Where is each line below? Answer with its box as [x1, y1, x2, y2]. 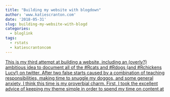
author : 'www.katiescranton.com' [5, 12, 76, 17]
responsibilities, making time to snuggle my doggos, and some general [5, 75, 154, 81]
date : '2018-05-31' [5, 17, 47, 22]
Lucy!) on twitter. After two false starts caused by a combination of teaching [5, 69, 165, 76]
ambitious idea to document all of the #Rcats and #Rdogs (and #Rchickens [5, 64, 162, 70]
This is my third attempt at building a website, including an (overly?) [5, 59, 147, 65]
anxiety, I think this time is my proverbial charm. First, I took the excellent [5, 80, 158, 86]
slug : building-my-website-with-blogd [5, 21, 88, 27]
